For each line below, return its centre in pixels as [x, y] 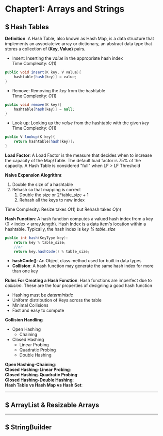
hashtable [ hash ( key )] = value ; [45, 77]
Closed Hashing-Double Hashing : [40, 380]
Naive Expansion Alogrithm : [34, 175]
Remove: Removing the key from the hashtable [59, 90]
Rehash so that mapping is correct [46, 189]
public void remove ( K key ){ [33, 105]
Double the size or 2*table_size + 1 [54, 195]
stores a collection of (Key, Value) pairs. [45, 49]
